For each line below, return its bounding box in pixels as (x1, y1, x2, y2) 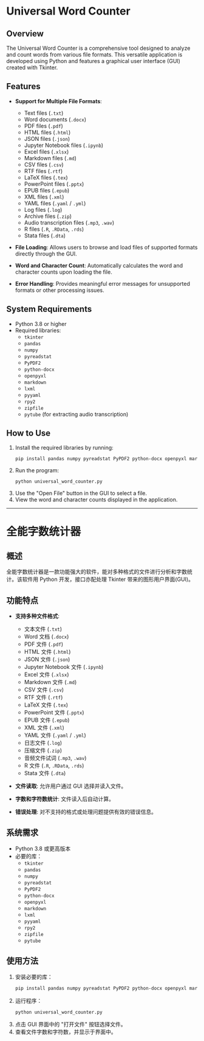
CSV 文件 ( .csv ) (24, 686, 64, 693)
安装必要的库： (15, 973, 53, 980)
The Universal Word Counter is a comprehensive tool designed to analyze (6, 44, 191, 52)
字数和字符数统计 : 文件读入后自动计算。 (15, 795, 114, 802)
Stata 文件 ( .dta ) (24, 770, 66, 776)
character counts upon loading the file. (15, 268, 112, 276)
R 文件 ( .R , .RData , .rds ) (24, 762, 84, 769)
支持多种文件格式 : (15, 612, 59, 620)
